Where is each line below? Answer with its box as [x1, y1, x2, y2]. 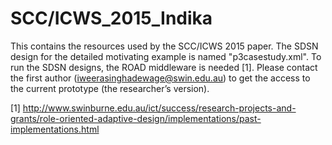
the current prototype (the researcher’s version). [10, 82, 210, 94]
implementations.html [10, 123, 100, 135]
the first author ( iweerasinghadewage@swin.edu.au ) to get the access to [10, 72, 311, 84]
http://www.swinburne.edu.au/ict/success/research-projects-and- [22, 102, 297, 114]
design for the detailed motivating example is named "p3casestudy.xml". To [10, 50, 322, 62]
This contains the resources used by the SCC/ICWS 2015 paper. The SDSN [10, 40, 319, 52]
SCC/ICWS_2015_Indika [10, 7, 213, 30]
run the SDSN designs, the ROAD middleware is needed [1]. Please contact [10, 61, 318, 73]
